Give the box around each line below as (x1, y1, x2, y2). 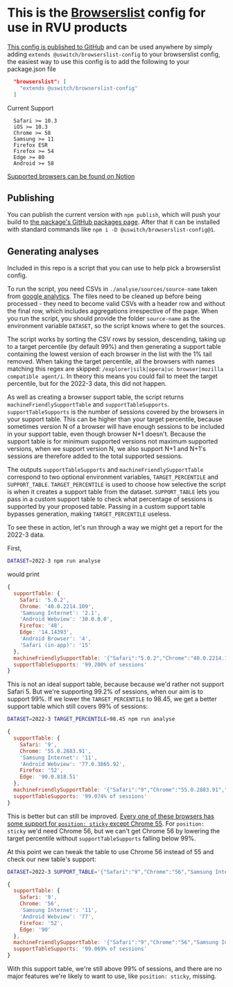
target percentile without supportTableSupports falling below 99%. (7, 834, 196, 842)
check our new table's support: (7, 855, 96, 863)
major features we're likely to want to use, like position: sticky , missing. (7, 972, 217, 981)
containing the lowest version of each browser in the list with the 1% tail (7, 350, 212, 359)
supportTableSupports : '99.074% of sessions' (13, 792, 148, 800)
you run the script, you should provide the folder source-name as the (7, 314, 200, 323)
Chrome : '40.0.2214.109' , (19, 603, 95, 610)
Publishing (7, 192, 55, 204)
